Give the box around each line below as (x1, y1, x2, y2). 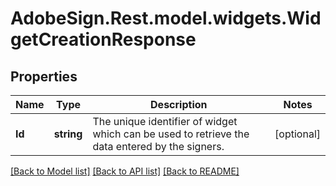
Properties (10, 68, 78, 85)
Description (150, 98, 208, 111)
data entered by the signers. (92, 140, 225, 153)
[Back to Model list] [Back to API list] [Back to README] (10, 165, 240, 177)
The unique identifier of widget (92, 115, 238, 128)
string (53, 127, 83, 141)
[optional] (274, 127, 321, 141)
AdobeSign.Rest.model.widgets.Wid (10, 7, 322, 30)
